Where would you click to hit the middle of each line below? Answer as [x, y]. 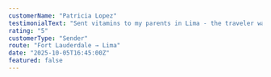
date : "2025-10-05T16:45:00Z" [59, 53]
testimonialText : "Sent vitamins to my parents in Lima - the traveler [131, 23]
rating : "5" [28, 30]
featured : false [35, 61]
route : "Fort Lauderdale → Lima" [65, 46]
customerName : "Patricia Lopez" [63, 16]
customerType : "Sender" [48, 38]
